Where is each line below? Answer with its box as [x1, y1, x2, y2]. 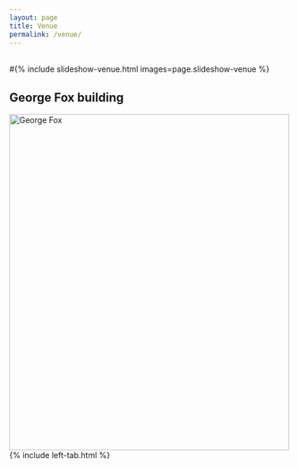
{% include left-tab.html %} [9, 450, 110, 461]
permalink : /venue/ [9, 30, 82, 39]
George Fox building [9, 90, 124, 105]
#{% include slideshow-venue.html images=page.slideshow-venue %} [9, 64, 270, 74]
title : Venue [9, 22, 58, 30]
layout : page [9, 13, 58, 22]
